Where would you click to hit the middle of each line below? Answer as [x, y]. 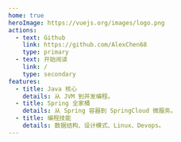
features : [25, 81]
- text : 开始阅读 [42, 60]
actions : [23, 30]
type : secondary [50, 74]
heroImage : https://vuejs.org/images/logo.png [87, 23]
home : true [26, 15]
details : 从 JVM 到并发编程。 [68, 96]
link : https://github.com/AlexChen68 [85, 45]
